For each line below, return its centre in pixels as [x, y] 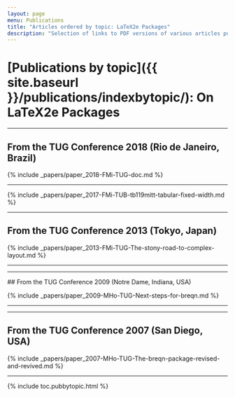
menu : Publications [36, 20]
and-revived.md [30, 365]
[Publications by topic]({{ [83, 68]
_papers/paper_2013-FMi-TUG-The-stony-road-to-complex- [127, 248]
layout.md [22, 255]
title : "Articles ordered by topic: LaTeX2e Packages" [89, 27]
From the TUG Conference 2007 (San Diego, [105, 331]
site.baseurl [43, 83]
